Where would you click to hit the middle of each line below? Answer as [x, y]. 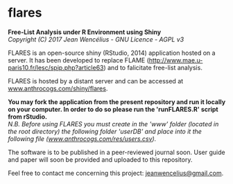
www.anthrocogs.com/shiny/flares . [58, 88]
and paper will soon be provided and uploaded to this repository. [100, 159]
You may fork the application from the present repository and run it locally [117, 101]
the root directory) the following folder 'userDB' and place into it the [105, 131]
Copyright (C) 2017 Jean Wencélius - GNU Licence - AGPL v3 [96, 39]
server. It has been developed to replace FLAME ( [79, 60]
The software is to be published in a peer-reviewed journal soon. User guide [116, 152]
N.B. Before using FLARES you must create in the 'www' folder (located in [113, 124]
